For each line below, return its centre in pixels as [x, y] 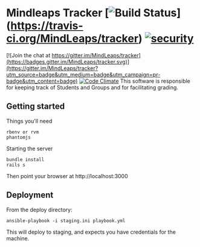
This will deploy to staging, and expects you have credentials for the [91, 232]
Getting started [36, 107]
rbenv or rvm [23, 132]
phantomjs [19, 137]
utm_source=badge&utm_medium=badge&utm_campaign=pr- [83, 74]
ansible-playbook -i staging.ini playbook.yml [66, 220]
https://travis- [47, 26]
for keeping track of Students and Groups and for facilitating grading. [92, 87]
